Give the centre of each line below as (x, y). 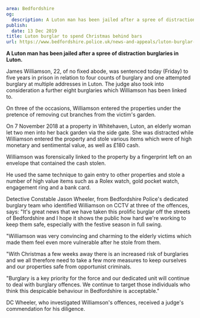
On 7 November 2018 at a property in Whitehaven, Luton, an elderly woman (99, 126)
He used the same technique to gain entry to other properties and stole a (96, 175)
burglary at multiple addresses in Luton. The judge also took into (85, 84)
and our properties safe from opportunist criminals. (69, 267)
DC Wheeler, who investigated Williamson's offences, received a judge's (95, 302)
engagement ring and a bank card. (49, 188)
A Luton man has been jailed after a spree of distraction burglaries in (93, 53)
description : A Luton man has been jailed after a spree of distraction (104, 20)
